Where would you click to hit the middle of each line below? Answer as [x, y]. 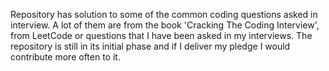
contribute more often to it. [65, 57]
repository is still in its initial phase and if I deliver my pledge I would [150, 46]
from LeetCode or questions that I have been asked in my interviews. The [161, 35]
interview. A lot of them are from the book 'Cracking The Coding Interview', [165, 25]
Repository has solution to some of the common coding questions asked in [164, 14]
